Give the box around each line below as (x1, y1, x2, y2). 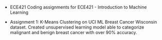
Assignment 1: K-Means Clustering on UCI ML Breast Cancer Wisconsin (9, 19, 157, 25)
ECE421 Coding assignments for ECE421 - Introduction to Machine (9, 4, 147, 10)
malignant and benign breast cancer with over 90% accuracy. (9, 30, 137, 35)
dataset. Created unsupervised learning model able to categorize (9, 24, 144, 30)
